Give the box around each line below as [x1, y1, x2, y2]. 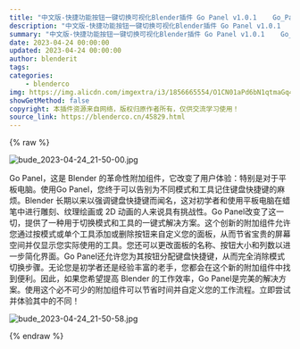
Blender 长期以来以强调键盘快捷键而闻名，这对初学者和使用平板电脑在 [24, 195, 283, 206]
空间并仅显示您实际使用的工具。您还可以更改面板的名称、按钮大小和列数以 [9, 240, 283, 251]
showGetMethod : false [9, 96, 90, 105]
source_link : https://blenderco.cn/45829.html [9, 112, 186, 121]
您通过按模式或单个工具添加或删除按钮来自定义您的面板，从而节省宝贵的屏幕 [9, 229, 291, 239]
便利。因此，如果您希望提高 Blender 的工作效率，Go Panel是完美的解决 [16, 273, 279, 284]
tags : [9, 63, 29, 72]
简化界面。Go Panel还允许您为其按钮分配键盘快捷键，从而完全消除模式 [24, 251, 286, 262]
